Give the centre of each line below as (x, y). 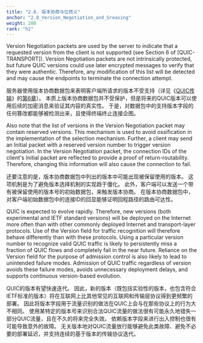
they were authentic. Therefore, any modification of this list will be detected (101, 72)
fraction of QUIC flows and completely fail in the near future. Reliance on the (102, 250)
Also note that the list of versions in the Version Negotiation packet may (96, 125)
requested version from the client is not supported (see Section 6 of (91, 53)
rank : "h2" (20, 29)
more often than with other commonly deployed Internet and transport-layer (101, 224)
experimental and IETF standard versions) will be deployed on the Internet (98, 218)
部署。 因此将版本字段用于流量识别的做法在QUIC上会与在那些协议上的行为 (99, 304)
